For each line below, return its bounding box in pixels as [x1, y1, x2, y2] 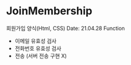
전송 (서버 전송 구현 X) [14, 52, 67, 59]
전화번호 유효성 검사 [14, 45, 61, 52]
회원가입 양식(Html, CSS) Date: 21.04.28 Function [6, 24, 125, 32]
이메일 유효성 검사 [14, 37, 57, 44]
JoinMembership [6, 4, 92, 18]
